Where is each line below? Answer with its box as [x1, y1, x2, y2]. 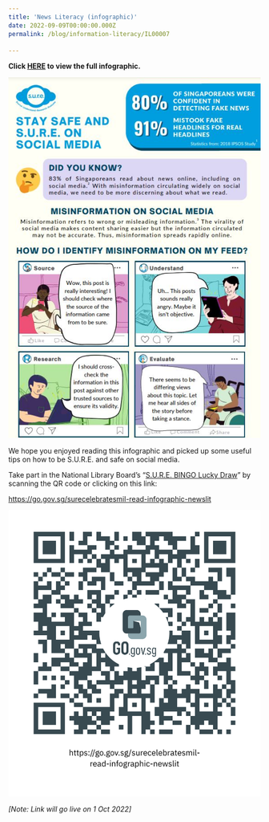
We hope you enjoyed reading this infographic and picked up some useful [8, 446, 252, 456]
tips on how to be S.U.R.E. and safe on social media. [8, 454, 180, 465]
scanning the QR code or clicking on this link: [8, 478, 158, 489]
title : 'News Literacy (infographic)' [8, 13, 138, 21]
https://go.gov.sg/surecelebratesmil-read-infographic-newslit [8, 494, 212, 504]
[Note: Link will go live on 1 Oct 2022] [8, 804, 132, 814]
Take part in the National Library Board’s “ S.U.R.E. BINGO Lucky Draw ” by [8, 470, 251, 480]
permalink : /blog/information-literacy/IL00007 [8, 30, 171, 38]
